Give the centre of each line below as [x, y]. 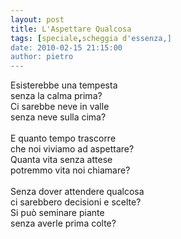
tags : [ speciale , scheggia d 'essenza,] [91, 38]
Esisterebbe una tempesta [64, 85]
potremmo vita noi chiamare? [70, 170]
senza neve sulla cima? [58, 117]
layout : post [37, 19]
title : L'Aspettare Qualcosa [71, 29]
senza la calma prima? [56, 96]
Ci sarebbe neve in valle [60, 107]
